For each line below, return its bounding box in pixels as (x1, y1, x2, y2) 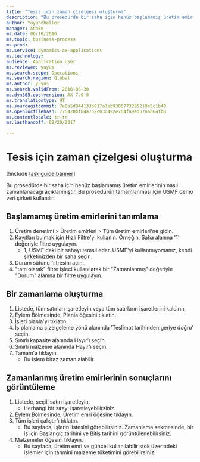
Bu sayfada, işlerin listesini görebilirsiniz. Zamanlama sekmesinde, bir (23, 423, 194, 430)
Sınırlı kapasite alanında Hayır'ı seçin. (14, 336, 107, 343)
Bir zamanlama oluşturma (6, 289, 104, 299)
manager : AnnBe (6, 25, 44, 32)
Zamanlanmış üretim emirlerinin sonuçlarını (6, 373, 171, 383)
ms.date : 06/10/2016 (6, 31, 58, 37)
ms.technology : (6, 53, 44, 59)
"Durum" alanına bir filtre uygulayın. (14, 272, 103, 279)
